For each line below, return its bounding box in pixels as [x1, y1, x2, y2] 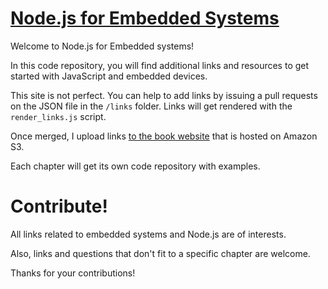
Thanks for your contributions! [10, 267, 136, 279]
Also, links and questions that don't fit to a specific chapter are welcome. [10, 247, 311, 259]
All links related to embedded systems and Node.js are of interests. [10, 228, 287, 240]
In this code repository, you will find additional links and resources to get [10, 59, 310, 71]
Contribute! [10, 195, 108, 218]
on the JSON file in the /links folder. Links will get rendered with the [10, 100, 293, 112]
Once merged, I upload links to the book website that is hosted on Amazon [10, 130, 318, 142]
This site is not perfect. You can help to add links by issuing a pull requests [10, 89, 318, 101]
